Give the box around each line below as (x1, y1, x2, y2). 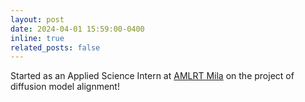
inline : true (10, 33, 65, 43)
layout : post (10, 14, 65, 25)
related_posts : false (10, 42, 101, 53)
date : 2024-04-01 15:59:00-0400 (10, 24, 145, 34)
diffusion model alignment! (10, 81, 120, 93)
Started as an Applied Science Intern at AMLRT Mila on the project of (10, 70, 295, 82)
